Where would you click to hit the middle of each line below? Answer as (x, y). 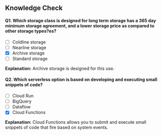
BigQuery (22, 101)
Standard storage (30, 58)
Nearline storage (29, 47)
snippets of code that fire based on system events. (57, 128)
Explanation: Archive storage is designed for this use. (60, 68)
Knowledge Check (34, 8)
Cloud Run (23, 96)
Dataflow (21, 107)
